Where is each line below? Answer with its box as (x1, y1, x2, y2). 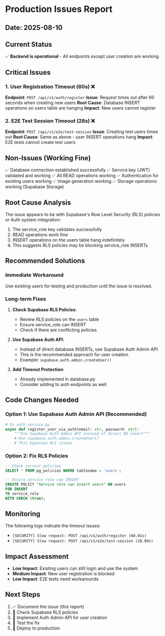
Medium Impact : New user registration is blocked (12, 571, 115, 577)
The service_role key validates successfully (12, 227, 102, 232)
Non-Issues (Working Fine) (5, 153, 91, 162)
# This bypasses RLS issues (14, 441, 72, 446)
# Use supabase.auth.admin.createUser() (14, 436, 99, 441)
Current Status (5, 40, 52, 48)
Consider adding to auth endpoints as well (19, 381, 107, 387)
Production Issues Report (5, 3, 113, 15)
